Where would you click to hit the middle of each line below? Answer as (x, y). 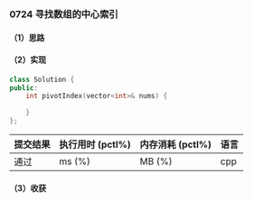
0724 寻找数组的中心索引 (64, 14)
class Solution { (42, 79)
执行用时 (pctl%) (95, 144)
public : (24, 87)
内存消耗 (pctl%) (176, 144)
